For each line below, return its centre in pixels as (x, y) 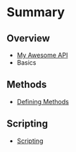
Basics (26, 63)
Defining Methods (43, 101)
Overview (28, 38)
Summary (36, 12)
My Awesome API (42, 55)
